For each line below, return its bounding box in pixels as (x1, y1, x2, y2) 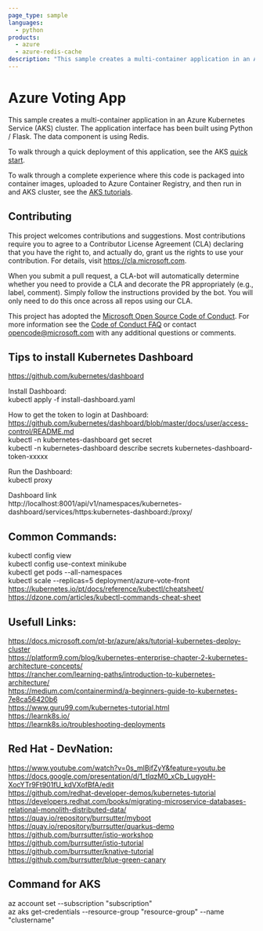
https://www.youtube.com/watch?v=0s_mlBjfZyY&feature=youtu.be (8, 763, 226, 772)
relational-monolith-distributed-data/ (8, 805, 127, 814)
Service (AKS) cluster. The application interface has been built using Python (8, 123, 253, 133)
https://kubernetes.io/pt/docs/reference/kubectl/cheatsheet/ (8, 584, 204, 593)
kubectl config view (8, 551, 72, 560)
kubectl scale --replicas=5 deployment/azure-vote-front (8, 576, 190, 586)
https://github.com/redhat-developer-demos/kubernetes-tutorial (8, 788, 217, 798)
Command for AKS (8, 878, 101, 891)
